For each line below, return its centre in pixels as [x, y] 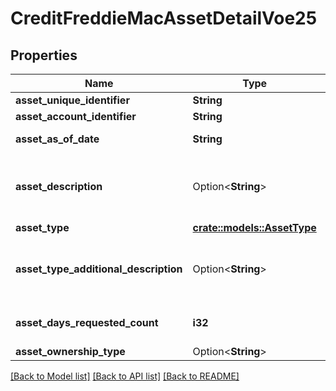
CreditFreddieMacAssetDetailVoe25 [164, 18]
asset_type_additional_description [99, 269]
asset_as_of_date [57, 139]
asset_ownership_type [70, 351]
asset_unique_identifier [72, 100]
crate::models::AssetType [254, 227]
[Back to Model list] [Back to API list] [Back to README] [125, 376]
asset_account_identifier [76, 116]
